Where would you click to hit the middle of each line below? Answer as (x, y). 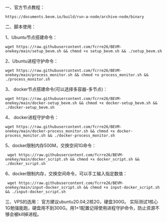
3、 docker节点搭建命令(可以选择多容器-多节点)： (56, 89)
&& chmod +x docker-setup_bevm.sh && (118, 103)
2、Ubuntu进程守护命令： (32, 61)
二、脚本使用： (20, 27)
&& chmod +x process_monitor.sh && (111, 75)
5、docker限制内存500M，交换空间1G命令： (51, 145)
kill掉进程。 (30, 214)
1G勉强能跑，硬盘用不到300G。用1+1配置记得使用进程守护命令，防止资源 (80, 208)
